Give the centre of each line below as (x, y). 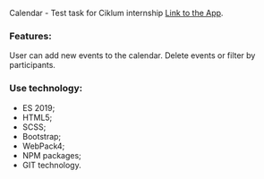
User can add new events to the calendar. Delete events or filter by (132, 55)
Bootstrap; (42, 136)
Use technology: (46, 89)
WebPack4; (43, 146)
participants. (33, 65)
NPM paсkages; (52, 155)
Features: (30, 36)
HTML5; (37, 117)
